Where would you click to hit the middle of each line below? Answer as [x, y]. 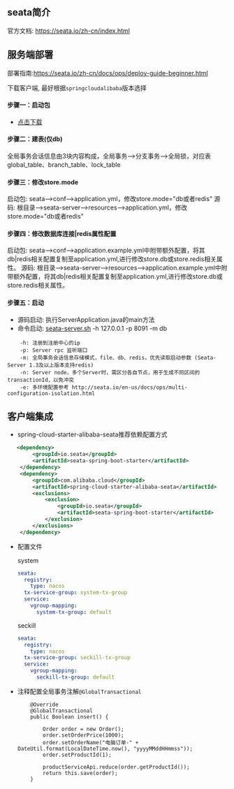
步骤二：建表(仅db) [35, 139]
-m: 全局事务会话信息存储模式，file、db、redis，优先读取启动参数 [106, 357]
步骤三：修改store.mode [43, 182]
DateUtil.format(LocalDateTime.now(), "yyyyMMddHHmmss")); [105, 749]
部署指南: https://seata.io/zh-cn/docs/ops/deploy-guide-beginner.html [108, 73]
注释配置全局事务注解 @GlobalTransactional [79, 691]
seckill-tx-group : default [75, 677]
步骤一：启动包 [29, 105]
